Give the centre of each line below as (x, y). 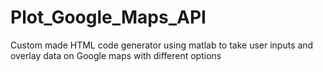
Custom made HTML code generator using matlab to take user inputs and (162, 45)
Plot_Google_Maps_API (108, 17)
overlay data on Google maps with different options (116, 55)
